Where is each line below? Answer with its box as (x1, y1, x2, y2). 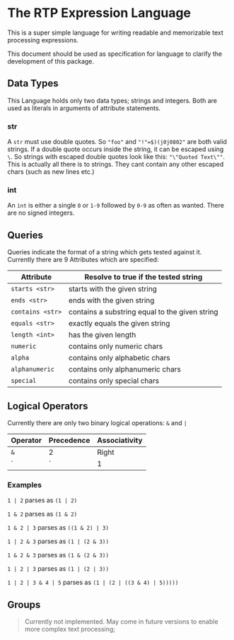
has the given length (68, 330, 136, 340)
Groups (7, 598, 41, 610)
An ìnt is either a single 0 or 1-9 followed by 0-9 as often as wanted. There (7, 201, 225, 210)
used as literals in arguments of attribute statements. (7, 104, 161, 112)
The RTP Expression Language (7, 5, 192, 21)
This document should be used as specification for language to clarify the (7, 49, 223, 58)
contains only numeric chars (68, 341, 163, 351)
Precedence (48, 435, 90, 445)
